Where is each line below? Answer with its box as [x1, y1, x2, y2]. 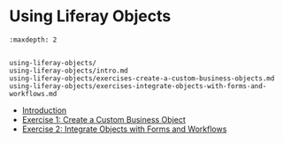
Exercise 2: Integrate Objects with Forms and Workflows [21, 124, 227, 134]
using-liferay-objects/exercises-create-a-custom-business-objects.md [9, 73, 275, 83]
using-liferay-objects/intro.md [9, 66, 128, 75]
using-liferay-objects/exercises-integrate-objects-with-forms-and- [9, 81, 267, 90]
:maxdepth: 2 [9, 35, 57, 44]
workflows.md [9, 89, 57, 98]
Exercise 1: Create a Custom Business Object [21, 114, 186, 124]
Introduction [21, 104, 67, 116]
